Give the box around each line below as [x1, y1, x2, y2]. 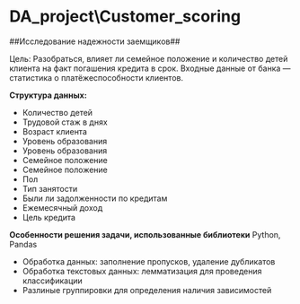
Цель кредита [22, 212, 76, 222]
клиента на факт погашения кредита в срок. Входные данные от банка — [9, 63, 291, 74]
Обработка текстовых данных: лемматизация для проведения [22, 265, 262, 276]
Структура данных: [9, 90, 87, 100]
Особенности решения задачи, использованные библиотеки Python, [9, 229, 281, 239]
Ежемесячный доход [22, 202, 103, 213]
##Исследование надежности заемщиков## [9, 36, 181, 47]
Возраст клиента [22, 126, 87, 136]
